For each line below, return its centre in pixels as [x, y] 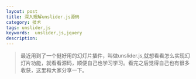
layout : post [22, 11]
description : [22, 38]
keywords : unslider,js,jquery [44, 33]
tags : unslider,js [28, 28]
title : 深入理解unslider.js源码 [43, 17]
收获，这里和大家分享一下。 [54, 70]
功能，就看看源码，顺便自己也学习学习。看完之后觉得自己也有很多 [110, 63]
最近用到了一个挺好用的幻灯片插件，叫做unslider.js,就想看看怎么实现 [103, 55]
